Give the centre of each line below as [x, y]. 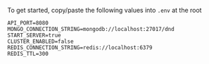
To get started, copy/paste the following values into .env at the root [104, 10]
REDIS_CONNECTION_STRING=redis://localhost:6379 [80, 48]
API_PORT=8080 [28, 23]
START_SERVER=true [34, 35]
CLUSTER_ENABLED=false [40, 41]
